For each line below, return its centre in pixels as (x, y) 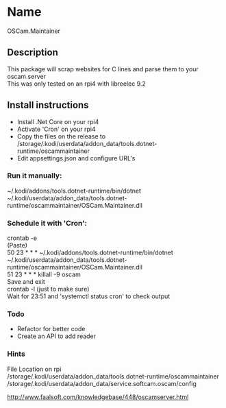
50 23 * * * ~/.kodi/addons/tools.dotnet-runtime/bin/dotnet (90, 253)
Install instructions (48, 105)
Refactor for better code (51, 329)
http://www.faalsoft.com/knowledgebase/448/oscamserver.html (98, 397)
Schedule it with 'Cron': (47, 223)
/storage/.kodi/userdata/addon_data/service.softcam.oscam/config (102, 383)
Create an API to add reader (56, 336)
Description (33, 52)
